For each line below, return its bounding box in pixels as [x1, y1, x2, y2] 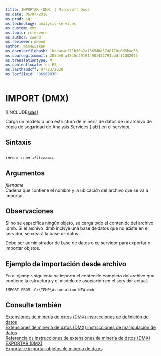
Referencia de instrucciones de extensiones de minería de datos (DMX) [5, 335, 151, 341]
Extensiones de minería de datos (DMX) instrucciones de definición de [5, 314, 149, 320]
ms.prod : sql [5, 16, 32, 21]
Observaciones [5, 207, 54, 215]
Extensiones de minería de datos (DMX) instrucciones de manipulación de [5, 324, 156, 330]
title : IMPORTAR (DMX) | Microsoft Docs [5, 7, 90, 12]
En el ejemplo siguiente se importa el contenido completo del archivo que [5, 273, 155, 279]
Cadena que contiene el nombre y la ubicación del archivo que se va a [5, 187, 148, 193]
